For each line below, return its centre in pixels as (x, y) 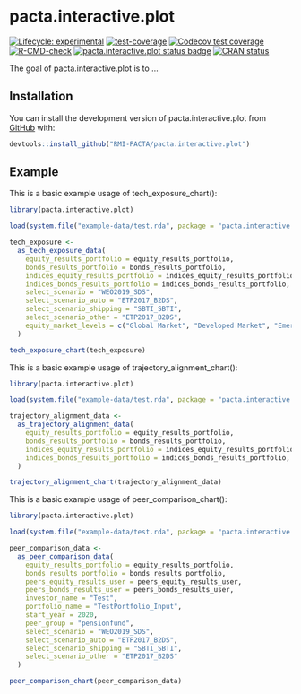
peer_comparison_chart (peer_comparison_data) (95, 681)
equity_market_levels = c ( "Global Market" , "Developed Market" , (148, 325)
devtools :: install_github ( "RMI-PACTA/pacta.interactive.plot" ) (130, 144)
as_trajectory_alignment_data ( (76, 425)
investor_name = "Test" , (72, 598)
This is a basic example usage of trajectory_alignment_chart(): (124, 367)
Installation (41, 96)
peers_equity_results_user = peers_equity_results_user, (134, 581)
